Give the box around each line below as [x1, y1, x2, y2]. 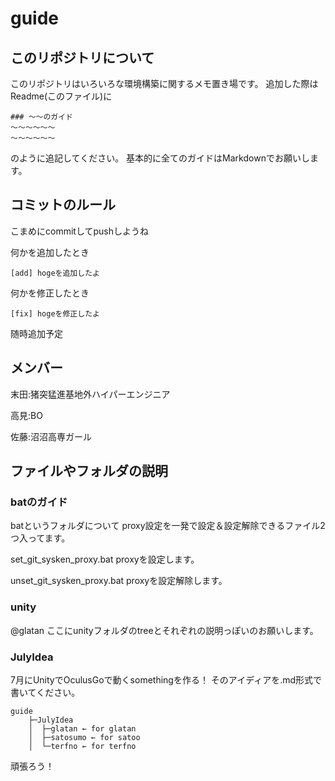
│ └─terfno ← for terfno [28, 741, 137, 751]
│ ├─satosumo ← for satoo [28, 732, 141, 742]
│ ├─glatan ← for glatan [28, 723, 137, 734]
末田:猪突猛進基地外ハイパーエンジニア [10, 388, 171, 400]
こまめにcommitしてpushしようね [10, 225, 149, 237]
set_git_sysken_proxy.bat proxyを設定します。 [10, 553, 200, 566]
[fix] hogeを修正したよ [10, 308, 100, 319]
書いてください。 [10, 686, 81, 698]
